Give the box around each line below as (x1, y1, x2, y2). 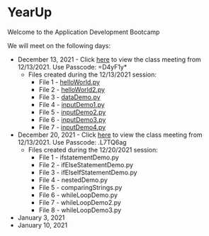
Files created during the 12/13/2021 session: (28, 70, 157, 79)
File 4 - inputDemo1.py (38, 100, 105, 108)
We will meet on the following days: (7, 41, 111, 50)
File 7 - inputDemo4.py (38, 123, 106, 131)
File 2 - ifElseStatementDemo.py (38, 160, 133, 169)
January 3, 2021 (17, 213, 65, 222)
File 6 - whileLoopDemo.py (38, 191, 118, 199)
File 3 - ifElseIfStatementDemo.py (38, 168, 137, 176)
